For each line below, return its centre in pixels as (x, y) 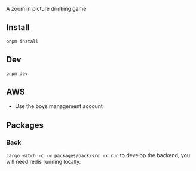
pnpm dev (17, 73)
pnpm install (22, 41)
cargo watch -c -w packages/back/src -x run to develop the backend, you (98, 155)
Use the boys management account (59, 106)
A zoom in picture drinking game (46, 9)
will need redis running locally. (44, 162)
